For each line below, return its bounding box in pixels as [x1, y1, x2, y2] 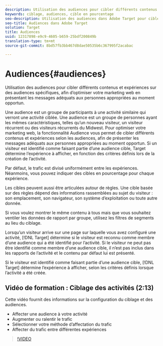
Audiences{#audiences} [5, 68, 106, 79]
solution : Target [5, 25, 40, 30]
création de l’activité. [5, 156, 47, 162]
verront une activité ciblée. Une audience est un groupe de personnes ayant [5, 115, 158, 120]
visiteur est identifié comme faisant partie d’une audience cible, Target [5, 145, 146, 151]
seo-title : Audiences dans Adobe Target [5, 20, 88, 26]
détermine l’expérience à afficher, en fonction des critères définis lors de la [5, 150, 155, 156]
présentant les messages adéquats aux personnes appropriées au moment [5, 95, 155, 100]
